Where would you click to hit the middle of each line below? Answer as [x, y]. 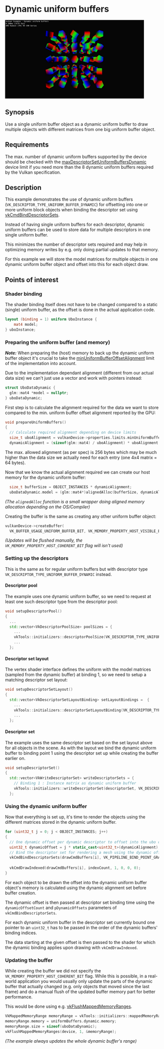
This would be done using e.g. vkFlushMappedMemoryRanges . [69, 1006]
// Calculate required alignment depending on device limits [73, 433]
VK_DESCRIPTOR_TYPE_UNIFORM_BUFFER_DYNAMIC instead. [59, 574]
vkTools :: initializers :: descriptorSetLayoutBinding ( [69, 710]
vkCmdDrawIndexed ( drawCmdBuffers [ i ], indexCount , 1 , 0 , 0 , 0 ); [75, 868]
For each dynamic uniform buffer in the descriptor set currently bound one [80, 922]
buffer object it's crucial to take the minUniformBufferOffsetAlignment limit [80, 358]
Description [23, 187]
